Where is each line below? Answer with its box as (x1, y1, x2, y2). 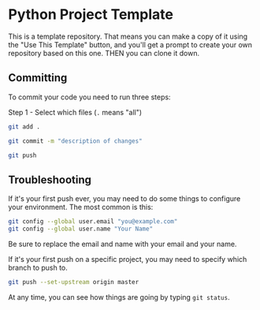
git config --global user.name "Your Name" (8, 225, 154, 233)
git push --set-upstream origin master (8, 278, 139, 286)
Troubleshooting (8, 173, 92, 186)
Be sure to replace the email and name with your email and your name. (8, 239, 237, 248)
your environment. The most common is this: (8, 203, 154, 212)
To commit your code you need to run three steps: (8, 92, 171, 102)
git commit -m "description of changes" (8, 136, 143, 145)
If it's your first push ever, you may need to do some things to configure (8, 194, 241, 204)
